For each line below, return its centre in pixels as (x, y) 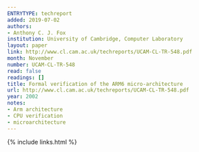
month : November (30, 58)
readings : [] (26, 77)
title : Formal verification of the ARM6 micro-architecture (95, 84)
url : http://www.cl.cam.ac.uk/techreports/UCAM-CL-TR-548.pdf (98, 90)
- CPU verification (35, 116)
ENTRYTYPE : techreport (40, 13)
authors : (20, 26)
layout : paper (28, 45)
